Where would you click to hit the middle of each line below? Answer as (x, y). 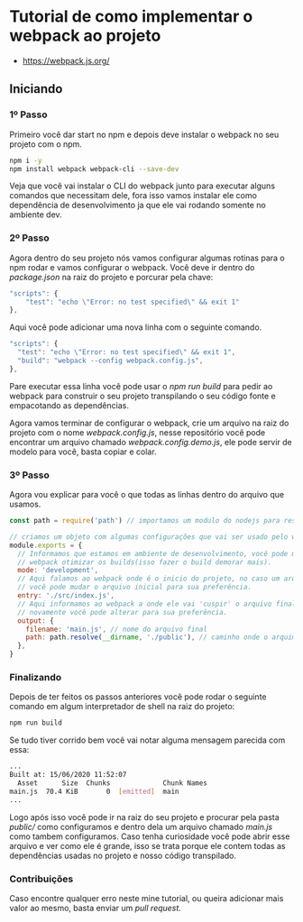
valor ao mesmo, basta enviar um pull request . (96, 908)
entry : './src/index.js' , (66, 596)
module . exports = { (46, 545)
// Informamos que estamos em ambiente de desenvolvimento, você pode (153, 553)
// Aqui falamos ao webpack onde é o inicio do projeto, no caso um (149, 579)
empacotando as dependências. (69, 405)
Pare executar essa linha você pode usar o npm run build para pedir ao (141, 386)
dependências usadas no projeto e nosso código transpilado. (123, 855)
